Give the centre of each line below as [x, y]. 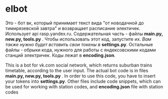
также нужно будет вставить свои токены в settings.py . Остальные [79, 44]
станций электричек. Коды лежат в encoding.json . [60, 55]
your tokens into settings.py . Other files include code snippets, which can [83, 81]
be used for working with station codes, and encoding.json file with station [84, 86]
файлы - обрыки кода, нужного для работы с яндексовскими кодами [81, 50]
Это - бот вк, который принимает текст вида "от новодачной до [75, 23]
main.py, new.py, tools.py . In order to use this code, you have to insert [80, 76]
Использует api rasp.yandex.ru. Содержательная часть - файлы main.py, [84, 34]
